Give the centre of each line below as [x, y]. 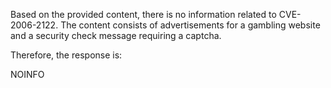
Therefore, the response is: [66, 55]
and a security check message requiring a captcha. [116, 35]
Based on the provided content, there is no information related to [143, 14]
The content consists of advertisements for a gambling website [190, 25]
